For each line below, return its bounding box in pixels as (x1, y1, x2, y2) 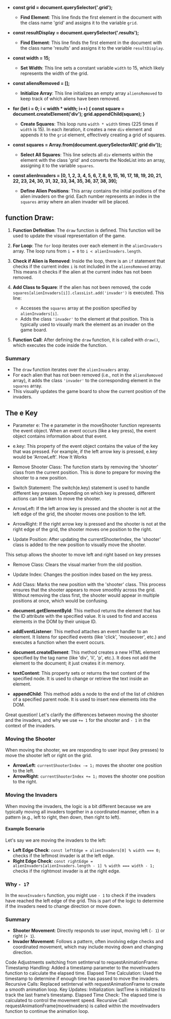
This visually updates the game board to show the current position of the (12, 388, 166, 394)
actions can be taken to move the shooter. (12, 495, 102, 502)
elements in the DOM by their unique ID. (12, 618, 97, 625)
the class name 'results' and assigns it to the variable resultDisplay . (20, 45, 164, 51)
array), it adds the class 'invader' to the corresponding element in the (12, 378, 161, 384)
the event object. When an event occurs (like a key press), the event (12, 427, 156, 433)
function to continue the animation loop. (5, 1008, 89, 1014)
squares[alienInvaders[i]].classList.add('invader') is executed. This (12, 289, 164, 296)
